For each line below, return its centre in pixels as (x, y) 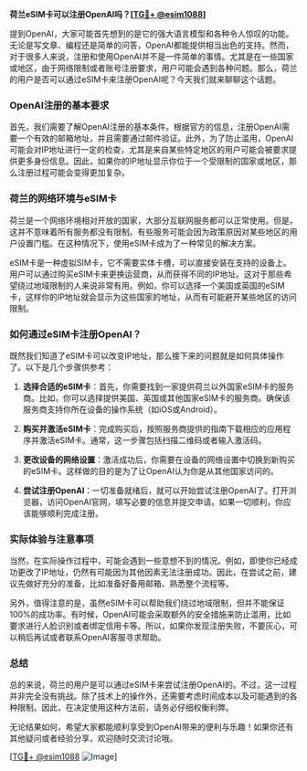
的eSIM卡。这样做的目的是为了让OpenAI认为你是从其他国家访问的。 (150, 470)
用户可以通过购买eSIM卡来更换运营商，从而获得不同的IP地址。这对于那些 (147, 274)
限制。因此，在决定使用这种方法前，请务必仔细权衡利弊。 (125, 708)
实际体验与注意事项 (52, 539)
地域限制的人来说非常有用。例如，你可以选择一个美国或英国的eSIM (159, 285)
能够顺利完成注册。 (67, 513)
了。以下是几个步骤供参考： (62, 367)
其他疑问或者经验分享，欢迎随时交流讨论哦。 (94, 738)
